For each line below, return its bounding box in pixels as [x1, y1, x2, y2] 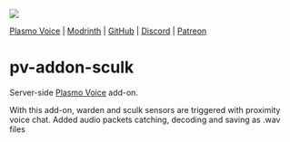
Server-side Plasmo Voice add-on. [9, 87, 139, 98]
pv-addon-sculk [9, 57, 135, 78]
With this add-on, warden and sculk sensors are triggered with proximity [9, 104, 281, 115]
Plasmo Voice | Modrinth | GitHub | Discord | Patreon [9, 25, 207, 36]
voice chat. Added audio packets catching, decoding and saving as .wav [9, 114, 281, 125]
